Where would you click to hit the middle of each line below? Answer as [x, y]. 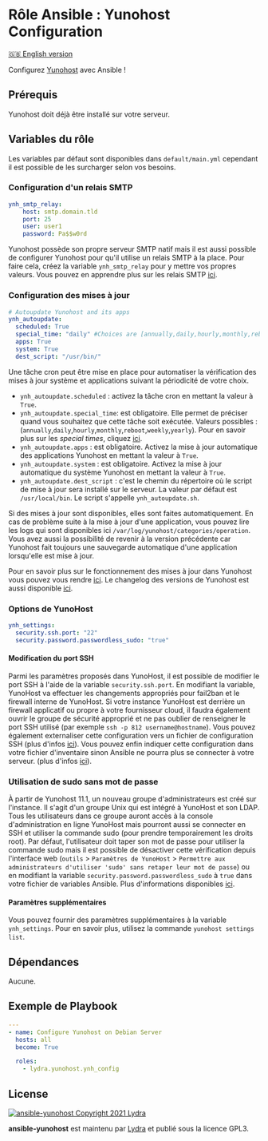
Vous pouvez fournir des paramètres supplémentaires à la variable [118, 920]
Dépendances [44, 962]
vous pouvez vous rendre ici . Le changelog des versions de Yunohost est [129, 579]
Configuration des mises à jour [69, 296]
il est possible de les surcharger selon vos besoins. [92, 167]
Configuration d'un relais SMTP [71, 188]
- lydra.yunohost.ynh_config [71, 1069]
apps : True [33, 342]
